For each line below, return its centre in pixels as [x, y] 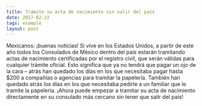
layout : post [23, 29]
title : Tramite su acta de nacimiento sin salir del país [80, 12]
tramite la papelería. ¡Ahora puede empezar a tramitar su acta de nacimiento [101, 90]
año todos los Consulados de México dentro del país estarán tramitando [96, 52]
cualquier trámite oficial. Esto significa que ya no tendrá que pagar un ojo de [101, 65]
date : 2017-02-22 [28, 17]
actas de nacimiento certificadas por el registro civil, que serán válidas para [100, 58]
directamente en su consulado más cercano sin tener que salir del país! [95, 97]
